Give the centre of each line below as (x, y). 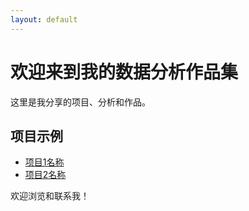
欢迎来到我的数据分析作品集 (124, 72)
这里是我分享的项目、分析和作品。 (80, 102)
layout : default (44, 19)
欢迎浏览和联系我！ (50, 196)
